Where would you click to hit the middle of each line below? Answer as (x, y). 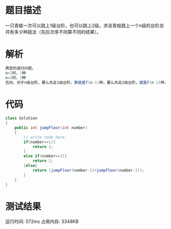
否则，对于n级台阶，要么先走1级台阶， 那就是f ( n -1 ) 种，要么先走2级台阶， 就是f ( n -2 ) (83, 82)
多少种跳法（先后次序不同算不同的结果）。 (58, 32)
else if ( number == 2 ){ (45, 156)
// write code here (44, 137)
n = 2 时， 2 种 (16, 78)
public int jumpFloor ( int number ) (51, 128)
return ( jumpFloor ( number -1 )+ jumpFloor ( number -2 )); (88, 170)
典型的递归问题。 (21, 68)
